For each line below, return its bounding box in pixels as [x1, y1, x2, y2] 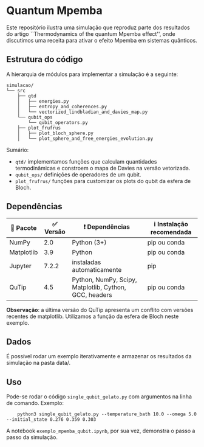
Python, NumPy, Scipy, [72, 275, 138, 283]
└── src [6, 88, 26, 94]
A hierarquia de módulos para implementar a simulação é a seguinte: [6, 71, 178, 78]
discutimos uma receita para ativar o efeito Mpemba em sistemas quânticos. [6, 36, 197, 44]
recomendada [150, 227, 192, 236]
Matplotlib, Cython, [72, 283, 126, 291]
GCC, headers [72, 290, 112, 299]
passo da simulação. [6, 434, 58, 441]
